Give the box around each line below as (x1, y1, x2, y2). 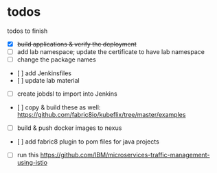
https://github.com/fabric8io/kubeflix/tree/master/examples (16, 111, 186, 119)
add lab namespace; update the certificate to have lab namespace (16, 48, 205, 55)
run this (16, 151, 39, 159)
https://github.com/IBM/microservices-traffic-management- (40, 151, 210, 159)
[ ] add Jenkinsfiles (16, 69, 72, 77)
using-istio (16, 159, 48, 167)
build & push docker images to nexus (16, 124, 122, 132)
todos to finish (7, 27, 48, 35)
